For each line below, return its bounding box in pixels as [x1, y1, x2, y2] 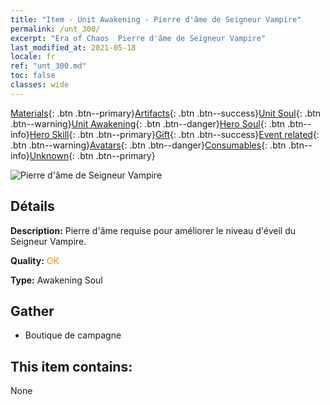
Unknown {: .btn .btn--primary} [29, 149, 156, 161]
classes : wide [10, 80, 70, 90]
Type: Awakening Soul [10, 274, 103, 286]
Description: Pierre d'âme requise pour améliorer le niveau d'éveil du [10, 224, 297, 236]
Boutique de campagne [24, 329, 122, 341]
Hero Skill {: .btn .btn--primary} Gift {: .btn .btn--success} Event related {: [29, 128, 320, 140]
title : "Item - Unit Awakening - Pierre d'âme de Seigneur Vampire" [10, 14, 302, 25]
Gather [10, 302, 55, 320]
